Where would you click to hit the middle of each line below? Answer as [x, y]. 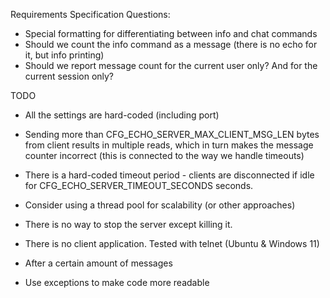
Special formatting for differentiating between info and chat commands [171, 33]
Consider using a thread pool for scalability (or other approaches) [160, 205]
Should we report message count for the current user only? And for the [171, 65]
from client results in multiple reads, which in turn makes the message [169, 145]
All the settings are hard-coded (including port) [122, 115]
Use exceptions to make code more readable [117, 282]
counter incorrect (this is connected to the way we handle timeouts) [164, 155]
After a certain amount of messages [98, 263]
